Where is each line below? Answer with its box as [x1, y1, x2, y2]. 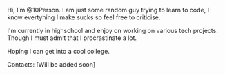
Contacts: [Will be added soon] [7, 61, 96, 68]
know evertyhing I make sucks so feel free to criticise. [7, 13, 161, 21]
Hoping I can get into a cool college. [7, 47, 110, 55]
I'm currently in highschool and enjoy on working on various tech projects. [7, 27, 219, 34]
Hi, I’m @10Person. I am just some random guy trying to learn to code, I [7, 6, 209, 14]
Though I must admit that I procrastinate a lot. [7, 34, 137, 42]
